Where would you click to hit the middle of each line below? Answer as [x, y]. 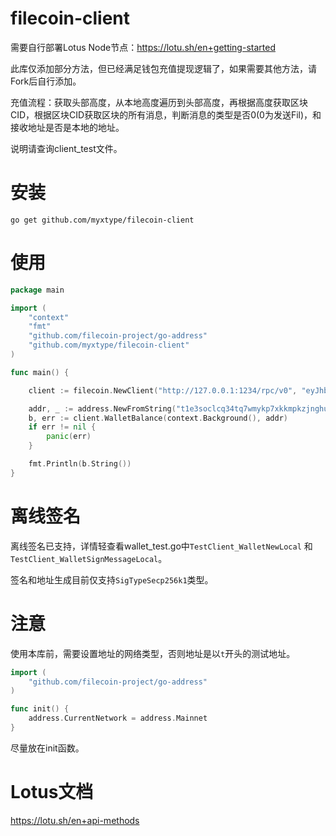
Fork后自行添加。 [46, 81]
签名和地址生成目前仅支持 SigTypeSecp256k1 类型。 [112, 579]
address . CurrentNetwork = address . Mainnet [118, 718]
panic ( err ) [69, 437]
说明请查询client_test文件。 [66, 148]
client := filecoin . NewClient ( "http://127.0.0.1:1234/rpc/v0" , [163, 390]
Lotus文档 [52, 792]
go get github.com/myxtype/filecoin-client [102, 220]
